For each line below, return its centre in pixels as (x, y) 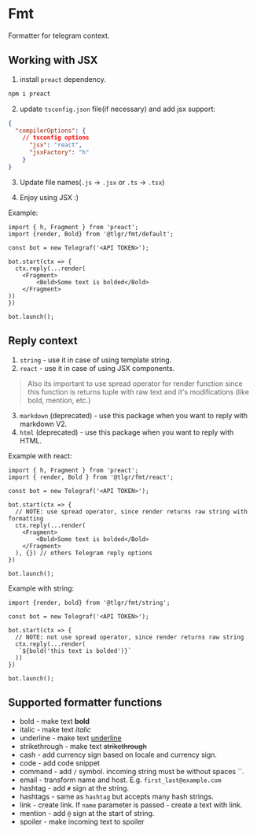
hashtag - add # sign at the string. (74, 788)
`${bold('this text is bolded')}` (75, 651)
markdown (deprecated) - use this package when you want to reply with (134, 415)
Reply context (43, 341)
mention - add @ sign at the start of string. (87, 814)
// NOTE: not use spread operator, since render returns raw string (130, 637)
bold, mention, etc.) (59, 400)
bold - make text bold (55, 721)
